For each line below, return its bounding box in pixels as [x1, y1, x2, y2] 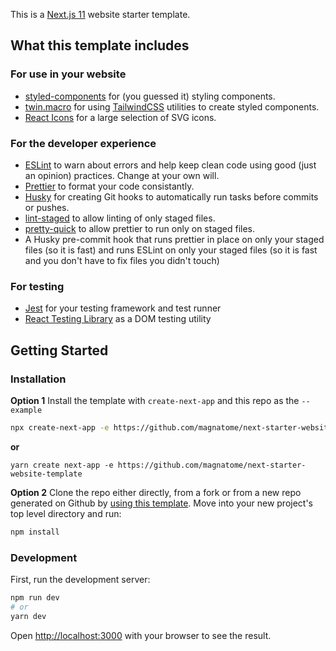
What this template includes [10, 37, 190, 54]
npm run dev [10, 593, 60, 603]
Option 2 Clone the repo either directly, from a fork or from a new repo [10, 486, 302, 498]
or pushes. [24, 201, 70, 213]
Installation [10, 372, 67, 386]
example [10, 405, 43, 415]
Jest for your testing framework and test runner [24, 302, 222, 314]
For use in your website [10, 67, 127, 81]
